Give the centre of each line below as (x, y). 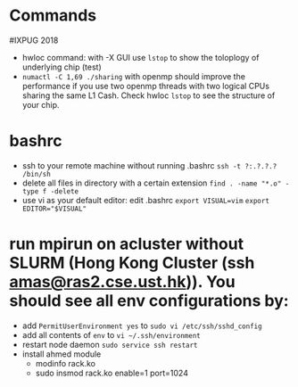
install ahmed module (62, 354)
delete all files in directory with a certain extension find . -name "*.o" (152, 183)
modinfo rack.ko (66, 363)
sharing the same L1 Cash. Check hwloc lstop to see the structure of (149, 95)
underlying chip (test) (62, 67)
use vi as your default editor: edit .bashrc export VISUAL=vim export (146, 200)
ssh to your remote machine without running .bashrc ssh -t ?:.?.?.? (149, 165)
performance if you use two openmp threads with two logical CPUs (146, 86)
